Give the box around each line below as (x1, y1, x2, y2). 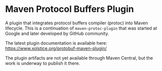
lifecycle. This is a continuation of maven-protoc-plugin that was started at (5, 25, 158, 31)
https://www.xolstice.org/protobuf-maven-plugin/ (5, 45, 107, 51)
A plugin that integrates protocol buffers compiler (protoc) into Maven (5, 20, 148, 26)
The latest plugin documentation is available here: (5, 40, 108, 46)
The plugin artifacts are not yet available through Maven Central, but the (5, 55, 153, 61)
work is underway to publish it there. (5, 60, 80, 66)
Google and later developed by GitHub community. (5, 30, 109, 36)
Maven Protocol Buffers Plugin (5, 3, 134, 15)
